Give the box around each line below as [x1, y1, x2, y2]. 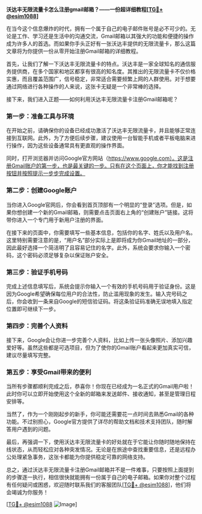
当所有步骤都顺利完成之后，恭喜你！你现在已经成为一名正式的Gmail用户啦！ [6, 383, 194, 390]
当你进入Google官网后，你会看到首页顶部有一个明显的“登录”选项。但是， [6, 201, 187, 208]
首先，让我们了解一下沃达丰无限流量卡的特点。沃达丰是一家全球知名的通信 [6, 60, 191, 67]
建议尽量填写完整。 [6, 352, 54, 359]
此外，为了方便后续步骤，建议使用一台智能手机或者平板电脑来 [37, 135, 191, 142]
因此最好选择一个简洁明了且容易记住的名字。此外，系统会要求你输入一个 [6, 243, 185, 251]
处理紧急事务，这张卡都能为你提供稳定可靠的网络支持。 [11, 453, 148, 460]
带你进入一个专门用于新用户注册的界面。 [6, 216, 106, 223]
